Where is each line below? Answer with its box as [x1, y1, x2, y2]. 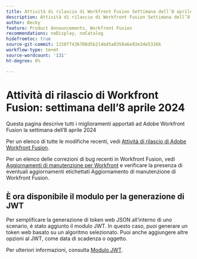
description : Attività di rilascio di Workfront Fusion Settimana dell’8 [6, 14, 191, 20]
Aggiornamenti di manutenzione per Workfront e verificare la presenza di [6, 162, 183, 169]
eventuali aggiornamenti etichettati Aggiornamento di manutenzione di [6, 168, 176, 175]
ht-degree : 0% [6, 58, 41, 64]
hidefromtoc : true [6, 36, 51, 42]
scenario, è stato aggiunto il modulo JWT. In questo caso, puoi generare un [6, 223, 188, 230]
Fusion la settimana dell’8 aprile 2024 [6, 127, 97, 134]
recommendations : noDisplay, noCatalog [6, 31, 104, 36]
